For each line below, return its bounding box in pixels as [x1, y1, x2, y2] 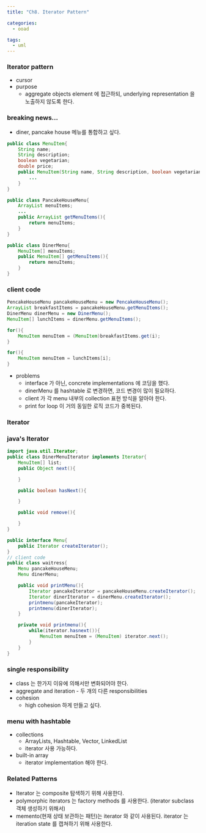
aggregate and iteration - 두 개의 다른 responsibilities [15, 687, 147, 695]
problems [15, 372, 40, 379]
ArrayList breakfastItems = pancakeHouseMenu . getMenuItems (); [7, 305, 169, 311]
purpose [15, 83, 37, 91]
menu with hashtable [7, 717, 71, 725]
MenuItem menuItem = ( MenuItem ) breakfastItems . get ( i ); [18, 333, 161, 339]
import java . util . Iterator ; [7, 448, 79, 455]
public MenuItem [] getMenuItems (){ [18, 253, 109, 260]
